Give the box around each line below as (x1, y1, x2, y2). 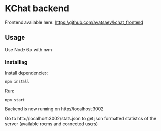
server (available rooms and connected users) (5, 121, 98, 127)
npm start (5, 98, 25, 103)
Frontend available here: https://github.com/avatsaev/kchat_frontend (5, 19, 143, 25)
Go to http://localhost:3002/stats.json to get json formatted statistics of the (5, 116, 157, 122)
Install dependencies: (5, 70, 48, 76)
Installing (5, 58, 28, 65)
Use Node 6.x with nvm (5, 46, 52, 52)
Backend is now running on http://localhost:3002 (5, 106, 104, 112)
